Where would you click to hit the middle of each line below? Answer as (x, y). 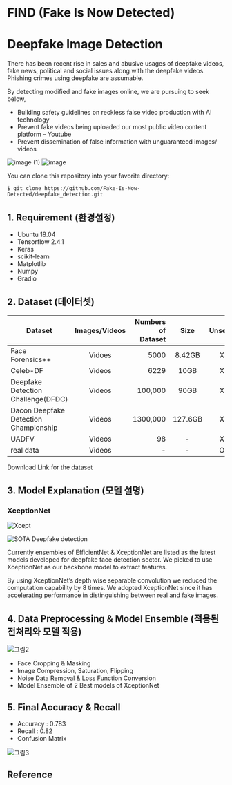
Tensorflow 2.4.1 (40, 242)
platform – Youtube (44, 134)
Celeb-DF (27, 370)
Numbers (150, 321)
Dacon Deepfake (38, 410)
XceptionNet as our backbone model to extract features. (87, 567)
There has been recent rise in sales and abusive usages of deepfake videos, (116, 64)
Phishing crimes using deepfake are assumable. (75, 78)
